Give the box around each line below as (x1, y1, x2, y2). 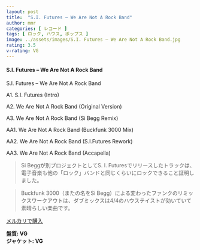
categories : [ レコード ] (6, 25, 68, 32)
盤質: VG (6, 230, 28, 237)
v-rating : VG (6, 48, 39, 54)
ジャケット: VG (6, 237, 43, 245)
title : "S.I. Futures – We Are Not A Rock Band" (6, 14, 133, 20)
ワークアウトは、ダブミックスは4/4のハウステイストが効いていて (31, 197, 192, 204)
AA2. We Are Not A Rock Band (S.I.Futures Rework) (6, 137, 133, 144)
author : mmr (6, 20, 36, 26)
